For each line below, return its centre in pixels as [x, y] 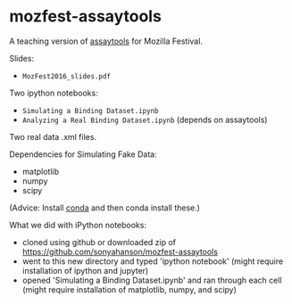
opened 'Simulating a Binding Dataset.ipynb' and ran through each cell [152, 280]
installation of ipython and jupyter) [85, 270]
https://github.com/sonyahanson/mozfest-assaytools [120, 251]
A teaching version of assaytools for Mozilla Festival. [106, 41]
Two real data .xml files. [53, 136]
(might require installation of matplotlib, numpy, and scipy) [129, 289]
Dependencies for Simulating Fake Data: [83, 154]
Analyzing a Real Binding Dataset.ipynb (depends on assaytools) [145, 119]
